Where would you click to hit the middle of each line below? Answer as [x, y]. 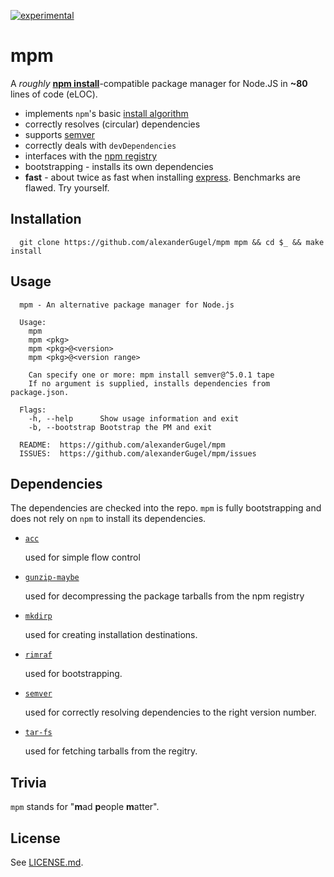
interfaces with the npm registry [91, 156]
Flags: [33, 410]
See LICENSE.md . [47, 862]
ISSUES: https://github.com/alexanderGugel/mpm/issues [138, 453]
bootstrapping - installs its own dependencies [119, 166]
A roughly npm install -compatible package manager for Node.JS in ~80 [159, 83]
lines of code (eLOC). [54, 94]
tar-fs [38, 733]
